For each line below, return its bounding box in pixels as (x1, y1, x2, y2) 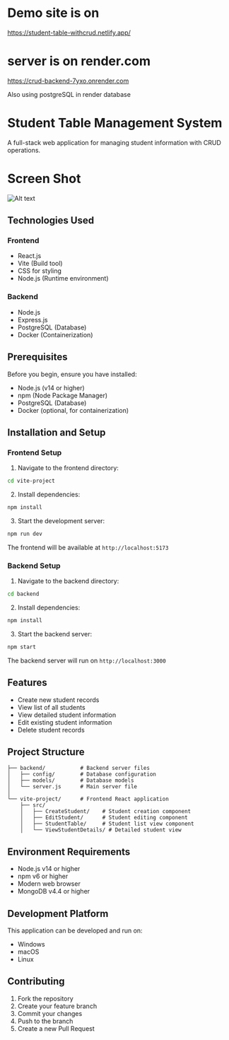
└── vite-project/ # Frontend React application (7, 795, 170, 803)
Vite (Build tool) (17, 259, 63, 268)
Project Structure (7, 746, 85, 758)
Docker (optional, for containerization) (17, 406, 129, 414)
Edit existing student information (17, 718, 112, 726)
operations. (7, 146, 41, 154)
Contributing (7, 976, 65, 988)
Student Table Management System (7, 115, 223, 132)
